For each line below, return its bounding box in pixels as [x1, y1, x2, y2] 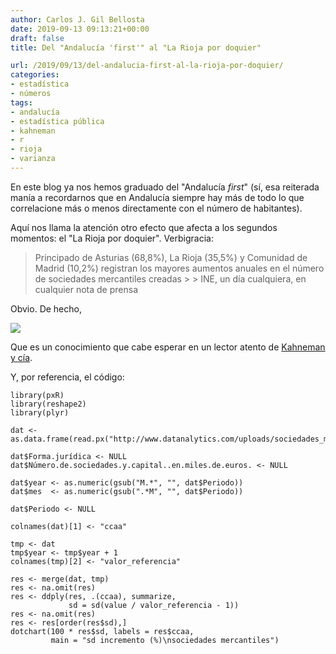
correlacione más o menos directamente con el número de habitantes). [10, 202, 303, 214]
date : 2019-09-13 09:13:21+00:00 [10, 24, 150, 34]
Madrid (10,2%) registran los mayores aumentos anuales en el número [34, 262, 325, 274]
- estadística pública [10, 116, 105, 126]
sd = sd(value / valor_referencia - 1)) [68, 600, 240, 610]
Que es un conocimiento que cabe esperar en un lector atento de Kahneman [10, 341, 326, 353]
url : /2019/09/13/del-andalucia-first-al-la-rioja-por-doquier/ [10, 61, 284, 71]
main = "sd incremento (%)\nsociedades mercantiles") [50, 635, 280, 645]
